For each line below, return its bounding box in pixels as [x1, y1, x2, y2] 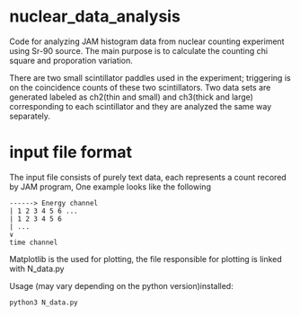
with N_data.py [9, 263, 65, 274]
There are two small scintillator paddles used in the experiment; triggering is [9, 72, 291, 83]
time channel [9, 238, 58, 247]
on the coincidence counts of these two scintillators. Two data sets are [9, 82, 271, 92]
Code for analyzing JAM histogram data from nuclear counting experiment [9, 36, 285, 47]
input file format [9, 142, 133, 162]
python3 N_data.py [9, 298, 78, 307]
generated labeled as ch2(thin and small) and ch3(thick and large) [9, 92, 254, 102]
